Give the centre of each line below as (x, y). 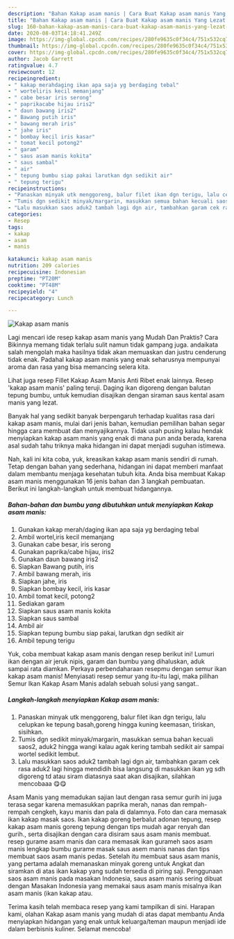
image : (17, 40)
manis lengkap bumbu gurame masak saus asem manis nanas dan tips (109, 849)
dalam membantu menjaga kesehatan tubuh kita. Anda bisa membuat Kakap (117, 474)
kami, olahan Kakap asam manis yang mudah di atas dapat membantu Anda (116, 914)
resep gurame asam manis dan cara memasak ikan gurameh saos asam (110, 842)
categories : (25, 214)
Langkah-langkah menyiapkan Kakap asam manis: (84, 700)
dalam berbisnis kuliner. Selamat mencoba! (69, 929)
